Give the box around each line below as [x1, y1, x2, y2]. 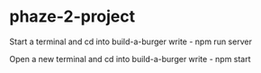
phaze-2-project [9, 6, 136, 27]
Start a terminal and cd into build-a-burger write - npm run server [9, 36, 252, 47]
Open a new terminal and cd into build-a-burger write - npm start [9, 53, 251, 64]
